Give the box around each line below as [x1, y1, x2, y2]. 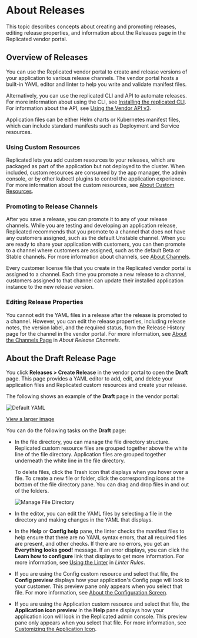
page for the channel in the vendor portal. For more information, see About [6, 330, 187, 337]
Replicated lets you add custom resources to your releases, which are [6, 156, 175, 163]
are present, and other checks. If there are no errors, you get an [14, 540, 169, 547]
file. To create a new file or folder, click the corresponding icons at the [14, 475, 185, 482]
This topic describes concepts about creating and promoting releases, [6, 23, 176, 30]
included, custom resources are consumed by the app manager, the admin [6, 169, 187, 176]
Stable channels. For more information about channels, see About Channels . [6, 253, 191, 260]
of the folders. [14, 487, 49, 495]
